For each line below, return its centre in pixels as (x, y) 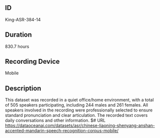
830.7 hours (17, 46)
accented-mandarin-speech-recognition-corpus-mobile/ (62, 131)
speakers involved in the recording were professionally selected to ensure (79, 110)
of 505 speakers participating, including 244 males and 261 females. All (77, 105)
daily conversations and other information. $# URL (55, 121)
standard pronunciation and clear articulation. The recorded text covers (76, 115)
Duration (19, 35)
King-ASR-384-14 (23, 19)
